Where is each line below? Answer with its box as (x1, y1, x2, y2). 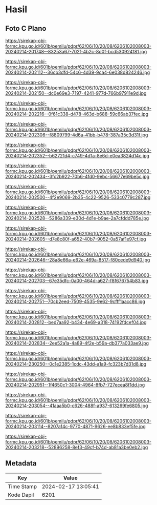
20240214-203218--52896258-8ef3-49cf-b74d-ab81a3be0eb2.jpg (5, 445, 148, 450)
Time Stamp (8, 483, 37, 490)
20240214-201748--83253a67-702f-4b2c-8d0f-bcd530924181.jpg (5, 49, 147, 54)
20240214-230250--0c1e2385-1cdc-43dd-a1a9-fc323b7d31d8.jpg (5, 361, 147, 367)
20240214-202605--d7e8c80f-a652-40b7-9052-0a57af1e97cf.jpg (5, 236, 146, 242)
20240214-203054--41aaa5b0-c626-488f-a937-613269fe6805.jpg (5, 402, 148, 409)
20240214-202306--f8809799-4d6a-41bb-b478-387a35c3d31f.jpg (5, 132, 148, 138)
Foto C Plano (5, 24, 47, 33)
